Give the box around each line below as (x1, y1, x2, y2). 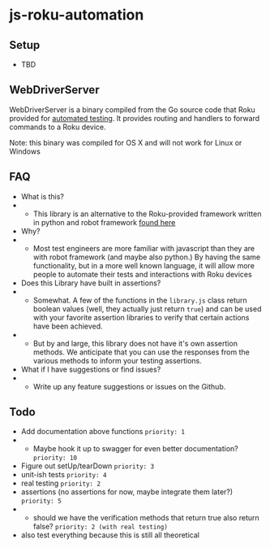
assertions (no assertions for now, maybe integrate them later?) (20, 487, 234, 497)
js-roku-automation (9, 6, 144, 24)
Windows (9, 146, 41, 156)
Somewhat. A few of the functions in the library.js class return (32, 295, 248, 305)
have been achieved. (32, 321, 104, 331)
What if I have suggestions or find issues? (20, 364, 161, 374)
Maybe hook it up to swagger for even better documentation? (32, 444, 238, 454)
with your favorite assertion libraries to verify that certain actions (32, 312, 250, 322)
